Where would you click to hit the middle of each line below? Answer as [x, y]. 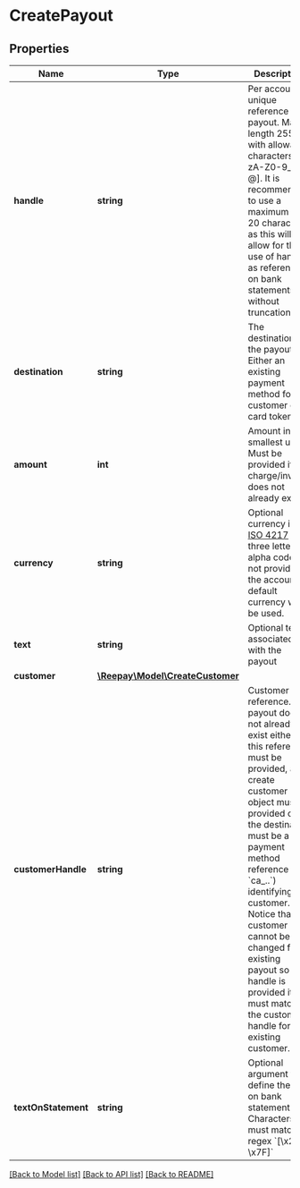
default [263, 591]
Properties [39, 49]
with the [265, 650]
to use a [264, 200]
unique [262, 100]
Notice [262, 914]
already [263, 498]
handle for [269, 1026]
